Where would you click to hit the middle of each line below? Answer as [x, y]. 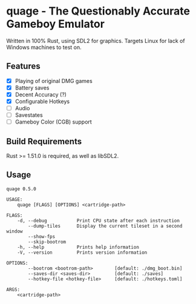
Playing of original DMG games [54, 81]
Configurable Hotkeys [42, 101]
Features [23, 66]
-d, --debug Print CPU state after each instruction [99, 220]
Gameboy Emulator [55, 24]
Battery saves [32, 88]
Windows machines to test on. [44, 47]
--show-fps [42, 236]
